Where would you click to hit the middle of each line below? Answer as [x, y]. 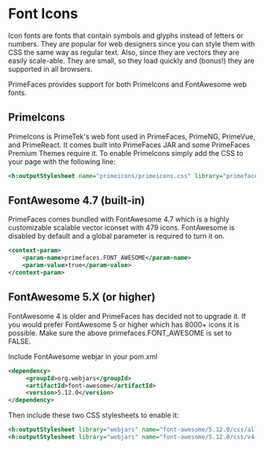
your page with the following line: [62, 161]
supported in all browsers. [50, 69]
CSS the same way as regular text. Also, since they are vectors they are [124, 52]
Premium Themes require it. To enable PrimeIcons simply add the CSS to [126, 153]
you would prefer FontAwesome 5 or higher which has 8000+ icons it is [124, 325]
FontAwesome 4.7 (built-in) [77, 200]
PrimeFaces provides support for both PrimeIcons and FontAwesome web [128, 84]
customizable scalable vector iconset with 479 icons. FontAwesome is [121, 228]
